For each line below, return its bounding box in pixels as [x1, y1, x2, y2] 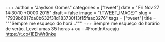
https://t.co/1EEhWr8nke [5, 31, 56, 37]
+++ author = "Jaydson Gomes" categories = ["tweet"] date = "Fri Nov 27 [5, 5, 160, 10]
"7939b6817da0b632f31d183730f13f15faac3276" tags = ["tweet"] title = [5, 15, 156, 21]
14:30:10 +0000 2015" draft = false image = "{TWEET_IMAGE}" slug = [5, 10, 152, 16]
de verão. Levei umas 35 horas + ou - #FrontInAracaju [5, 26, 119, 32]
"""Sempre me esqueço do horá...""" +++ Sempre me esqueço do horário [5, 20, 160, 26]
